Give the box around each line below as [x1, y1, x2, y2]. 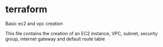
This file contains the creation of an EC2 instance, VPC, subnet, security [5, 30, 158, 36]
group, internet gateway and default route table [5, 36, 105, 42]
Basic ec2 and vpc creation [5, 20, 63, 27]
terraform [5, 4, 48, 15]
